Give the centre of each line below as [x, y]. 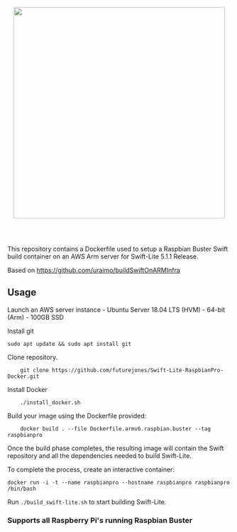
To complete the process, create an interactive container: [91, 469]
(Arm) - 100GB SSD [35, 317]
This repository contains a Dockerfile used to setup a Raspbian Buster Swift [118, 249]
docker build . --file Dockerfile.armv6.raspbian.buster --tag [116, 429]
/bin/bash [22, 489]
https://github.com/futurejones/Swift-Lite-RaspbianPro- [138, 370]
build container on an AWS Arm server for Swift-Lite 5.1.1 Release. [103, 256]
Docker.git [23, 376]
